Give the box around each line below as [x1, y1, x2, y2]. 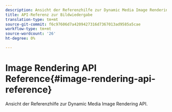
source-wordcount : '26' [5, 31, 56, 36]
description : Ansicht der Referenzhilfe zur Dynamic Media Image [5, 7, 147, 13]
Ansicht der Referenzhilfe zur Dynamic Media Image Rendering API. [5, 100, 148, 107]
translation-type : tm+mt [5, 17, 58, 22]
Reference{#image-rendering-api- [5, 73, 156, 85]
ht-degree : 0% [5, 36, 36, 41]
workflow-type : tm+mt [5, 26, 52, 32]
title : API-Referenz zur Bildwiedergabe [5, 12, 93, 17]
